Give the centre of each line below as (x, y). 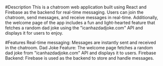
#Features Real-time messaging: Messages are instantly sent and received (81, 43)
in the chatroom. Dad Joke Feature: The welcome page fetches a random (79, 48)
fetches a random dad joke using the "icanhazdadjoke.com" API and (74, 28)
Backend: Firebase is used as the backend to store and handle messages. (80, 58)
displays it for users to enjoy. (34, 33)
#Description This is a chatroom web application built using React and (76, 7)
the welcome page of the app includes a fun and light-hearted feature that (80, 22)
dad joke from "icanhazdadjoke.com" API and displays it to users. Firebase (81, 53)
